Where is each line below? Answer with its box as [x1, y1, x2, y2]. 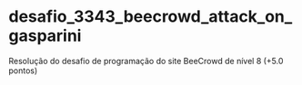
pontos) [8, 65, 38, 76]
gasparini [8, 25, 82, 46]
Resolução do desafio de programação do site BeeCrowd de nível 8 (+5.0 [8, 55, 284, 66]
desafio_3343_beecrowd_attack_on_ [8, 6, 293, 27]
